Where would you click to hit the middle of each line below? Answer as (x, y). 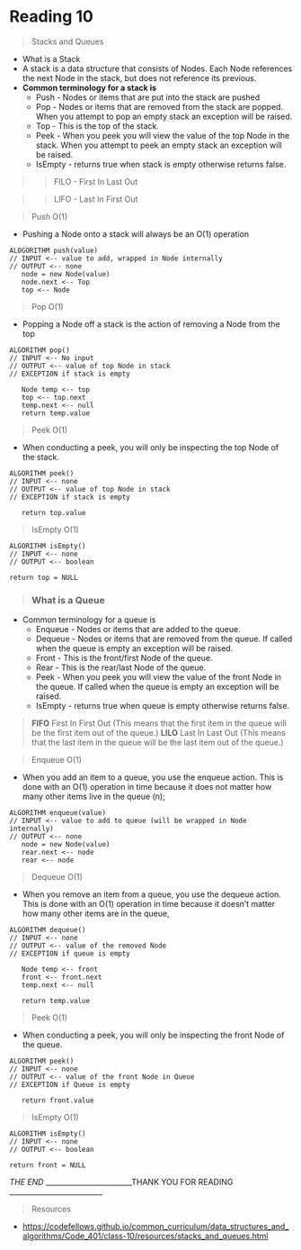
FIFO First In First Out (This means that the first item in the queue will (159, 723)
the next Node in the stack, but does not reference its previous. (139, 77)
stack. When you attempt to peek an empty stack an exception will (159, 145)
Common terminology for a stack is (89, 87)
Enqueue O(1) (57, 760)
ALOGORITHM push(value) (54, 250)
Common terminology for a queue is (89, 620)
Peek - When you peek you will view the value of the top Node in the (163, 135)
